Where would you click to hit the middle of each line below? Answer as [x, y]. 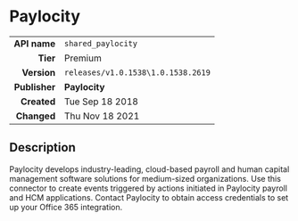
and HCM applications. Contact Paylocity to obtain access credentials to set [149, 197]
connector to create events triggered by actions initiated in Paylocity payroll [149, 188]
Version [39, 72]
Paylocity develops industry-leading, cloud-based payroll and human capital [149, 169]
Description [42, 147]
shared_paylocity [101, 43]
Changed [36, 116]
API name [35, 44]
